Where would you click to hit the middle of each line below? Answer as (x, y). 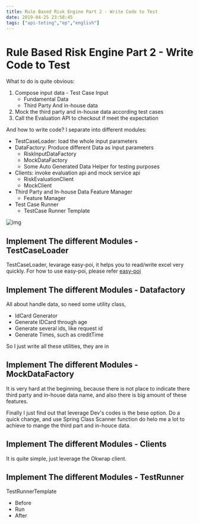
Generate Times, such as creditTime (59, 335)
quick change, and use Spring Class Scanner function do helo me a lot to (96, 419)
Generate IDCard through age (51, 322)
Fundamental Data (46, 99)
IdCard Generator (36, 316)
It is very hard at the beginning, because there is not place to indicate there (98, 388)
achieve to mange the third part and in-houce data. (69, 425)
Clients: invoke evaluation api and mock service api (78, 173)
